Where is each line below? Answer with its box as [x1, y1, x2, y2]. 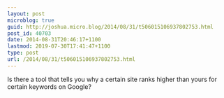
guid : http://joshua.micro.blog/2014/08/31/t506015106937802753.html [7, 23, 214, 30]
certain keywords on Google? [7, 82, 92, 91]
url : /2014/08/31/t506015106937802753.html [7, 56, 136, 63]
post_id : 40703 [7, 29, 52, 37]
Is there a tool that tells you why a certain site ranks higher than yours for [7, 75, 218, 83]
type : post [7, 50, 39, 57]
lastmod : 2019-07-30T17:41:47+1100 [7, 43, 111, 50]
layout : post [7, 10, 45, 17]
